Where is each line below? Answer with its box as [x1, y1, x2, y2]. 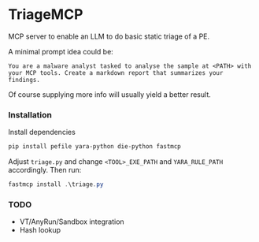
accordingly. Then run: [8, 166, 82, 175]
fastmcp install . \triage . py [8, 181, 104, 188]
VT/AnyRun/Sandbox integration [19, 217, 124, 226]
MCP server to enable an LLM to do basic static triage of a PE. [8, 32, 210, 41]
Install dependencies [8, 128, 76, 137]
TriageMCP [8, 6, 83, 24]
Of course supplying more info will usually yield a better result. [8, 89, 211, 99]
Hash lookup [19, 225, 61, 235]
